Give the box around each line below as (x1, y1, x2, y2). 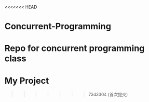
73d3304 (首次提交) (88, 91, 128, 98)
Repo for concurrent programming (4, 43, 145, 54)
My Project (4, 75, 49, 86)
